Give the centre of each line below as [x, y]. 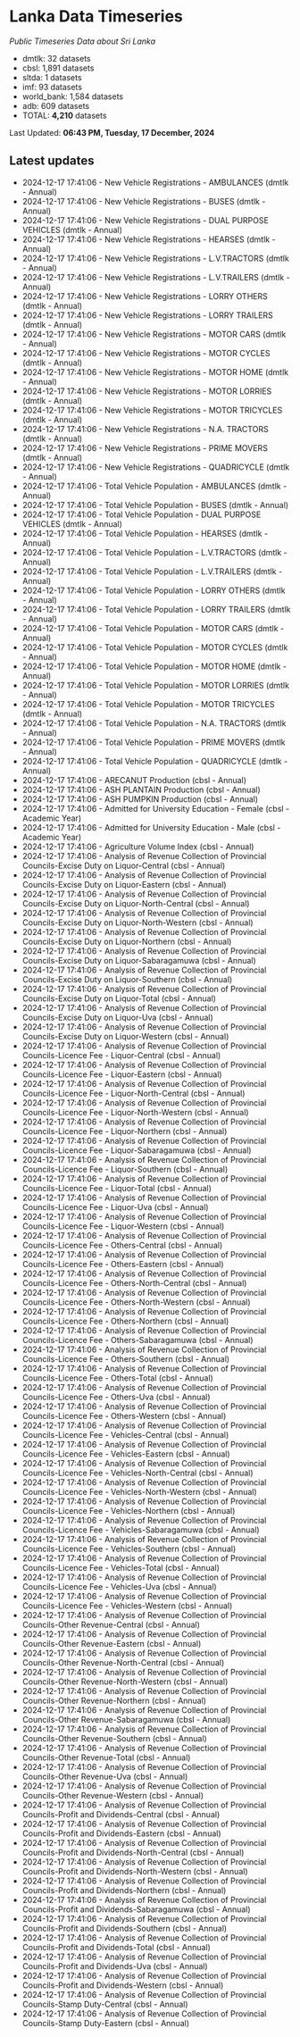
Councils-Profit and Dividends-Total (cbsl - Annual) [117, 1947]
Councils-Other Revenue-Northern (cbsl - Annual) [114, 1700]
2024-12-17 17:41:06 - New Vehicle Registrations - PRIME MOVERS [145, 447]
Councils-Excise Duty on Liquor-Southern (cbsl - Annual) [127, 979]
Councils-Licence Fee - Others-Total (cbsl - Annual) [118, 1378]
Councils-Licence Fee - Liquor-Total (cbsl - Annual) [117, 1188]
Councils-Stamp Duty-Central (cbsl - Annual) [105, 2004]
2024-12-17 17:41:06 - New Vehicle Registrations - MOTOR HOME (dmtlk [155, 372]
